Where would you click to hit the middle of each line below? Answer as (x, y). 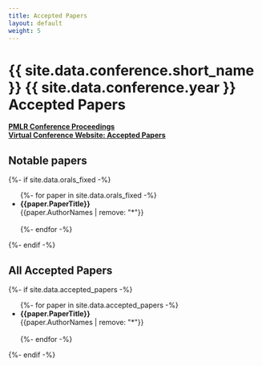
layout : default (35, 23)
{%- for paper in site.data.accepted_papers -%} (99, 305)
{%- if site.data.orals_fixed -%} (60, 180)
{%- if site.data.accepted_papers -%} (71, 289)
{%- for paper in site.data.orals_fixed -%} (89, 195)
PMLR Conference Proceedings (62, 127)
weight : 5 (25, 31)
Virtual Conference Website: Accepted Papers (87, 135)
